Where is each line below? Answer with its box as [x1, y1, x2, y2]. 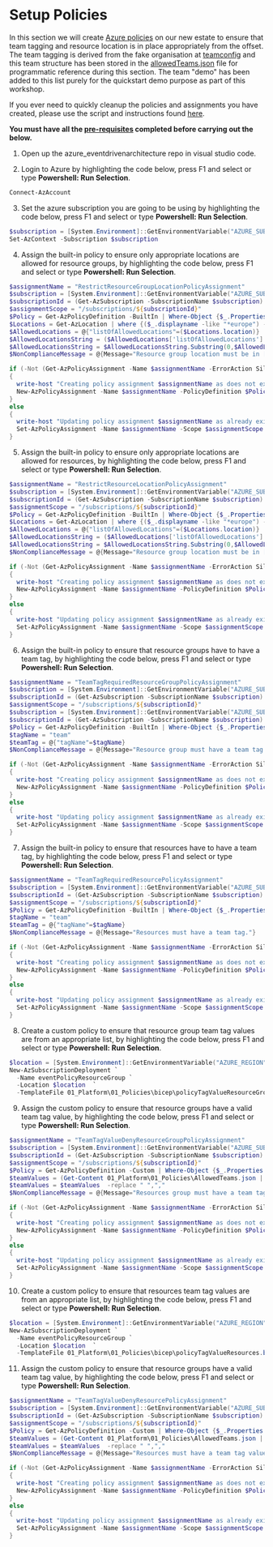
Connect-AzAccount [9, 188, 71, 196]
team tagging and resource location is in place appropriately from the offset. [9, 41, 264, 50]
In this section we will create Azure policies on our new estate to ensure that [9, 32, 264, 42]
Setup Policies [9, 6, 108, 24]
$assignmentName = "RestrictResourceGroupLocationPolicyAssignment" [9, 282, 245, 291]
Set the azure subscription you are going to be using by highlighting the [20, 203, 260, 212]
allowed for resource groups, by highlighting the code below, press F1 [20, 258, 254, 268]
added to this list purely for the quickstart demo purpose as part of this [9, 75, 246, 85]
